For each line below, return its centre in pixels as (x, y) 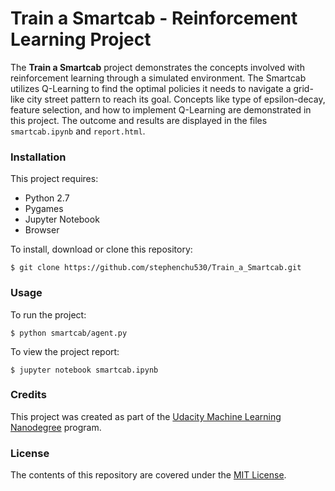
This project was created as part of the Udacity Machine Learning (146, 416)
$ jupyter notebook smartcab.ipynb (84, 370)
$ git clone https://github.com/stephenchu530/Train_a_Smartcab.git (156, 268)
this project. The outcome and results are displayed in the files (139, 120)
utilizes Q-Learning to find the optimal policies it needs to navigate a (151, 88)
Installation (38, 157)
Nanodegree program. (56, 427)
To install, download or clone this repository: (101, 249)
